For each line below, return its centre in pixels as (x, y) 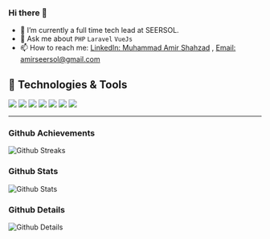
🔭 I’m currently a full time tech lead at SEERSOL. (99, 30)
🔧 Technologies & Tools (68, 85)
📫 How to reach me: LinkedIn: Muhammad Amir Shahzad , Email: (128, 48)
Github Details (37, 209)
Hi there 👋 (28, 13)
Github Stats (33, 172)
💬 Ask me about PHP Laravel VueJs (76, 38)
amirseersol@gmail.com (60, 59)
